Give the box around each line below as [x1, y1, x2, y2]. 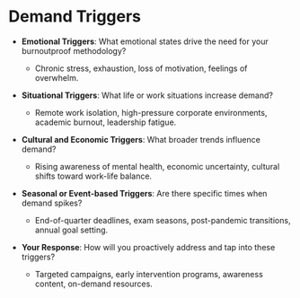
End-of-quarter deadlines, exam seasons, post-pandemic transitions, [34, 215, 291, 225]
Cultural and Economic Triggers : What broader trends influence [21, 134, 261, 145]
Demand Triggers [8, 6, 141, 27]
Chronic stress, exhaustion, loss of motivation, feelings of [34, 63, 248, 74]
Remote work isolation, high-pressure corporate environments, [34, 107, 268, 118]
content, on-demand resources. [34, 278, 154, 289]
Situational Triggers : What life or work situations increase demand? [21, 90, 273, 101]
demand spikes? [21, 197, 83, 208]
